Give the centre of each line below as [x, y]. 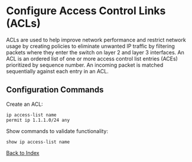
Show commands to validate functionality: [57, 131]
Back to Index [23, 153]
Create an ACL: [25, 104]
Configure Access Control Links [86, 11]
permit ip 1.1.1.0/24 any [38, 120]
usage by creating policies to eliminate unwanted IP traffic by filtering [91, 46]
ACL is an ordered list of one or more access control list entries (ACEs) [92, 59]
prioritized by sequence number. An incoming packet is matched [85, 65]
